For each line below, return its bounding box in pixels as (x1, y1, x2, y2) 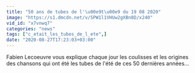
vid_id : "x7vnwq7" (6, 20, 53, 26)
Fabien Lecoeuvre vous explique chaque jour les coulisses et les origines (6, 54, 189, 60)
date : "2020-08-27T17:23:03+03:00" (6, 37, 96, 43)
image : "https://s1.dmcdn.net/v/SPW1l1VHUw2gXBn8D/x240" (6, 14, 153, 21)
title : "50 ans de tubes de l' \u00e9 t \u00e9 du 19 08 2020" (6, 8, 162, 15)
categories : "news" (6, 25, 56, 32)
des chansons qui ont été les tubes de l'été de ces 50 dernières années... (6, 60, 190, 67)
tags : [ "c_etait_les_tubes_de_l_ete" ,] (6, 31, 107, 37)
